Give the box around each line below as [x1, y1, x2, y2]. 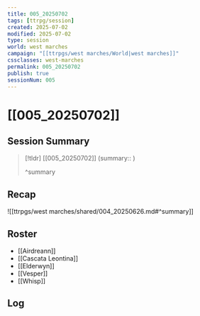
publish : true [7, 70, 50, 77]
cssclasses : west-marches [7, 57, 84, 64]
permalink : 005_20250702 [7, 63, 81, 70]
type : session [7, 37, 50, 44]
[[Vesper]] [17, 269, 48, 278]
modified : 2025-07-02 [7, 30, 72, 38]
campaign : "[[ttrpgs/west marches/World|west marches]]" [7, 50, 179, 58]
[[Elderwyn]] [17, 262, 55, 270]
